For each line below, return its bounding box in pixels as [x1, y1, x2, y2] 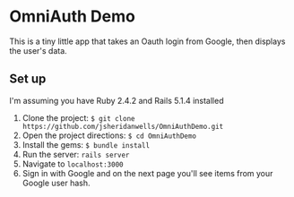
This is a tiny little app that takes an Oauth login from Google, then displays [9, 36, 286, 47]
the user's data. [9, 45, 67, 56]
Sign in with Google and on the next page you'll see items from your [22, 167, 273, 178]
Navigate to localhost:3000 [22, 158, 124, 169]
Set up [9, 72, 47, 87]
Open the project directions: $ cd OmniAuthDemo [22, 130, 197, 141]
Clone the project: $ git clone [22, 112, 135, 123]
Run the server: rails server [22, 149, 130, 159]
